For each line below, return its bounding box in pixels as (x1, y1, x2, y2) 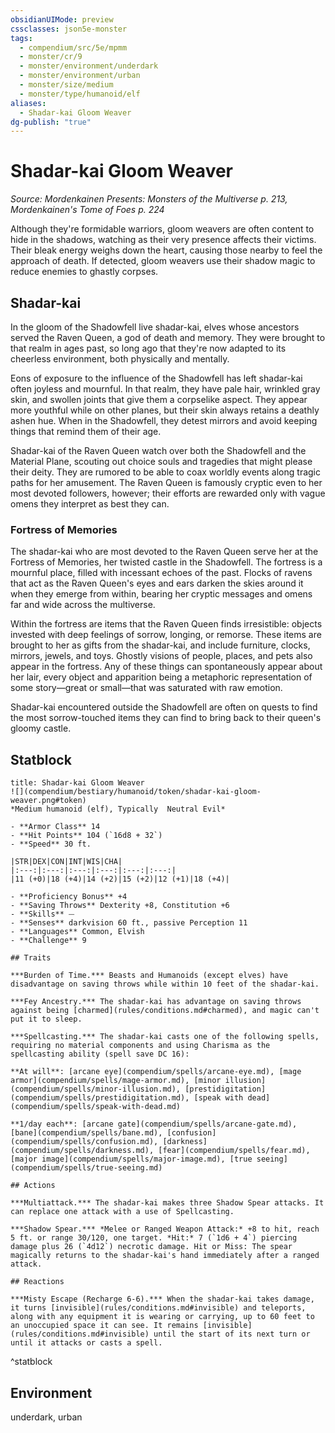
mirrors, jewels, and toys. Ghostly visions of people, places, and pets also (10, 650, 313, 662)
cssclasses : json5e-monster (10, 24, 128, 34)
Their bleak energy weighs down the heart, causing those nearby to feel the (10, 244, 323, 256)
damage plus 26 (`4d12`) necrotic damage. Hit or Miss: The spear (10, 1242, 293, 1252)
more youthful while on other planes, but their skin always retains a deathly (10, 404, 320, 416)
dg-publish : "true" (10, 117, 92, 127)
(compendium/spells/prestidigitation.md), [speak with (10, 1093, 244, 1103)
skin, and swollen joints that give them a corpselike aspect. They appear (10, 394, 308, 405)
